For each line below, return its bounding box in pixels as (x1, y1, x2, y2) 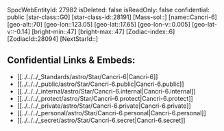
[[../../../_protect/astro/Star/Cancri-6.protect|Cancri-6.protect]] (16, 94, 193, 102)
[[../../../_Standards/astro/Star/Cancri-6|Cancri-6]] (16, 72, 158, 81)
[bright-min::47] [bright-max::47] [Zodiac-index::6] (32, 27, 175, 35)
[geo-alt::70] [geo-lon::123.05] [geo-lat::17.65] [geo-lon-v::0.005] (7, 20, 190, 28)
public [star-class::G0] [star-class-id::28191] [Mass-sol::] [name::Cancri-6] (7, 13, 217, 21)
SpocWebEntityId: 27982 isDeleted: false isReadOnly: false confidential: (7, 6, 210, 14)
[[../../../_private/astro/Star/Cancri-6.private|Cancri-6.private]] (16, 102, 192, 110)
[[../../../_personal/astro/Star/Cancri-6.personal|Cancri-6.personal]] (16, 108, 207, 117)
